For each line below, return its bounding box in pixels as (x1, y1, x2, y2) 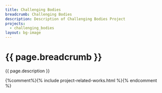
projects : (5, 21, 26, 26)
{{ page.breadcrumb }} (5, 51, 102, 63)
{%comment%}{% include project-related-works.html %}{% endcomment (5, 77, 158, 83)
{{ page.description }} (5, 68, 50, 74)
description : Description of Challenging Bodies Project (5, 16, 126, 21)
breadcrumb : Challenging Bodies (5, 12, 72, 17)
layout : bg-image (5, 30, 41, 35)
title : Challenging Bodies (5, 7, 61, 12)
